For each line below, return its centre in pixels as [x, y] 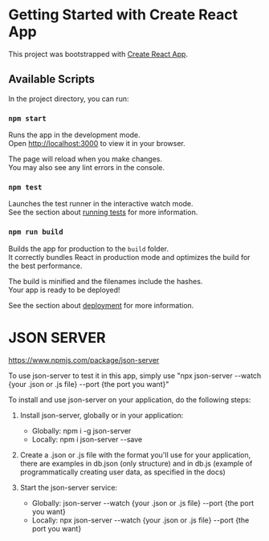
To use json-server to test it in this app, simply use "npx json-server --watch [135, 376]
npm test [25, 187]
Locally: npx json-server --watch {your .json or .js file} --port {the [141, 520]
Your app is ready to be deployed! [64, 290]
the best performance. [45, 266]
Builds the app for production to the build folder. [89, 248]
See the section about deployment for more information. [101, 305]
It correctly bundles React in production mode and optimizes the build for [129, 257]
